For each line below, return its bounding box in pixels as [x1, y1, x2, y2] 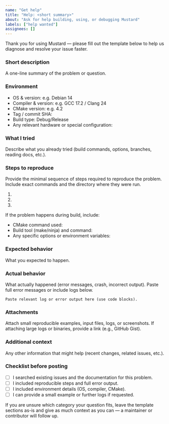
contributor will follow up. [5, 413, 59, 419]
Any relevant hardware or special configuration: [12, 122, 113, 128]
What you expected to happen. [5, 257, 70, 263]
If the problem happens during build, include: [5, 212, 100, 218]
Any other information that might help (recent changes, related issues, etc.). [5, 350, 164, 356]
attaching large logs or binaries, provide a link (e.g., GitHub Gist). [5, 325, 142, 332]
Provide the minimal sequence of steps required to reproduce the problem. [5, 176, 162, 182]
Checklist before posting [5, 363, 68, 370]
